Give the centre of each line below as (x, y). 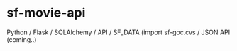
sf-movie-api (46, 13)
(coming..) (22, 39)
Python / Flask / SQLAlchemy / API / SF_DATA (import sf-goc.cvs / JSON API (118, 32)
